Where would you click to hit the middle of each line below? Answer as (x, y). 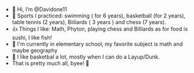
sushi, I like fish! (32, 37)
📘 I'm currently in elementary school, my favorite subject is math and (97, 44)
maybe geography (35, 50)
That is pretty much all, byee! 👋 (50, 63)
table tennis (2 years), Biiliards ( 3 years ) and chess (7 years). (89, 22)
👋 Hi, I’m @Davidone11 (39, 9)
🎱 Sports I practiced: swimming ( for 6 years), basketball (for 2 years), (99, 16)
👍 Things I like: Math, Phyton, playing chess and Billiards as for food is (100, 29)
